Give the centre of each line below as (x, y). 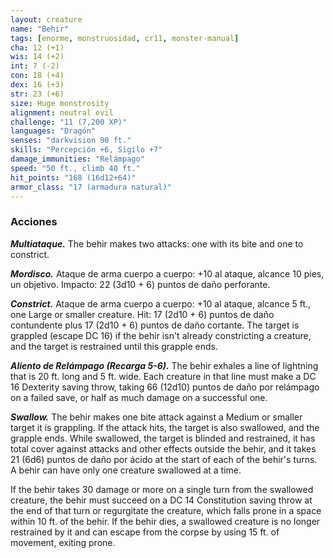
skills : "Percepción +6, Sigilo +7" (86, 150)
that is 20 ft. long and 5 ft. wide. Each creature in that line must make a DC (163, 376)
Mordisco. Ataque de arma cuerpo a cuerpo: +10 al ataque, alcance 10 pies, (167, 273)
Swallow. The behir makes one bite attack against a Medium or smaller (156, 417)
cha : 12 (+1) (37, 47)
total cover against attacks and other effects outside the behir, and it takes (163, 448)
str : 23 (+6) (37, 94)
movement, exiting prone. (63, 542)
